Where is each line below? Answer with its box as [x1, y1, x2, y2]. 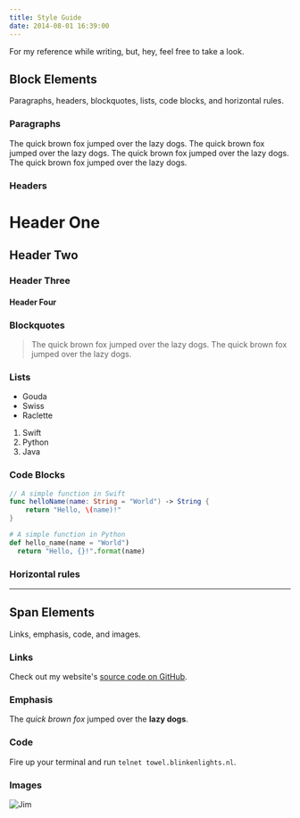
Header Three [9, 274, 71, 287]
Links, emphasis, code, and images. [9, 629, 141, 639]
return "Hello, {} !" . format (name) [17, 547, 146, 555]
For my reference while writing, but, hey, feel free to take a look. [9, 46, 245, 56]
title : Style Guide [9, 13, 82, 22]
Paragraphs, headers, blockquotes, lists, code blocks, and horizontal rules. [9, 96, 284, 106]
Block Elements [9, 71, 97, 87]
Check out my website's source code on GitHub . [9, 672, 187, 682]
